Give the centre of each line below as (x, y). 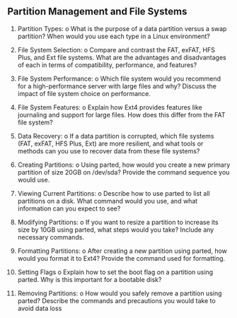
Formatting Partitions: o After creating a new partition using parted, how (122, 251)
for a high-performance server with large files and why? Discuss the (117, 86)
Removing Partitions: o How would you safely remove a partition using (120, 293)
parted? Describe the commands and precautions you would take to (116, 300)
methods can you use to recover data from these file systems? (109, 151)
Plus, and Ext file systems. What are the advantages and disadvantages (122, 57)
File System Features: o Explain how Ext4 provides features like (110, 107)
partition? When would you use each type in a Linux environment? (114, 36)
